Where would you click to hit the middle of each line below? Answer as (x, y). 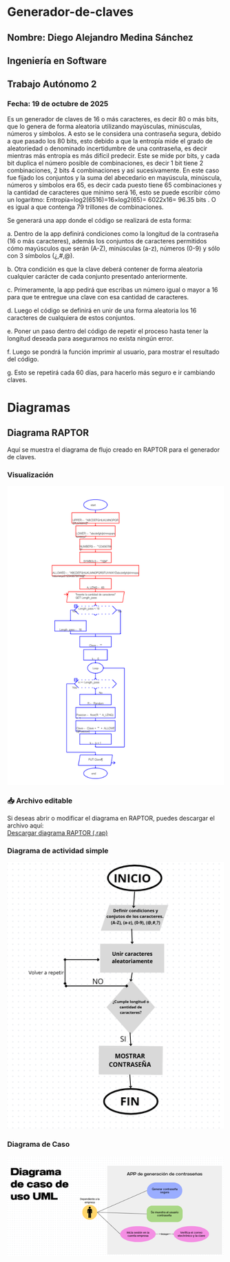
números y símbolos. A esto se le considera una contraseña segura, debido (114, 133)
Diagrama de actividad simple (58, 851)
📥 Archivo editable (40, 801)
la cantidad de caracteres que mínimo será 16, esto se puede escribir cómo (114, 192)
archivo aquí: (25, 825)
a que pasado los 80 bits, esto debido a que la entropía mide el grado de (110, 141)
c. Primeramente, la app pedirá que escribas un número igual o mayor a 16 (113, 290)
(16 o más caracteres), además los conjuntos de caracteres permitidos (107, 241)
